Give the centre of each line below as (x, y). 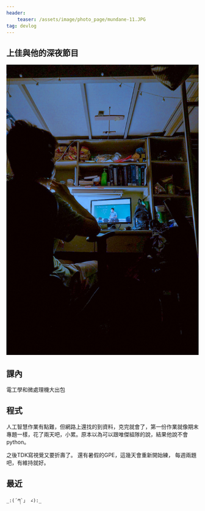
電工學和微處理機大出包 (36, 389)
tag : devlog (21, 26)
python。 (18, 442)
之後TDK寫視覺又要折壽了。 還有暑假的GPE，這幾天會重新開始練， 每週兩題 (102, 455)
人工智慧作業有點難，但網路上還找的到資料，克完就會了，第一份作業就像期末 (103, 427)
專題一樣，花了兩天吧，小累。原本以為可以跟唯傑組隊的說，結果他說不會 (97, 434)
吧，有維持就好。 (28, 463)
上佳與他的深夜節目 (42, 53)
